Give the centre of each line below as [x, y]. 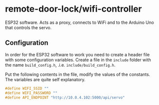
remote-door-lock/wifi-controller [73, 9]
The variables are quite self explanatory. [45, 79]
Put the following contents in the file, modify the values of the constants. [78, 74]
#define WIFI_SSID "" [27, 88]
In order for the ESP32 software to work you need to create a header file [77, 54]
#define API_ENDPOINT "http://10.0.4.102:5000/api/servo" [65, 97]
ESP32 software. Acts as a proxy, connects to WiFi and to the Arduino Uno [79, 22]
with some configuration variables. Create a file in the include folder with [78, 60]
